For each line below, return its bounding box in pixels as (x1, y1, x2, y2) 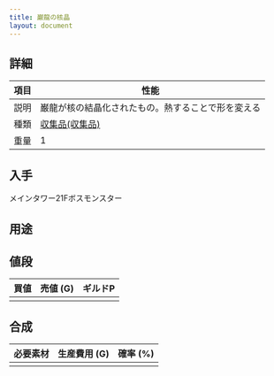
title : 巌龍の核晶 (9, 12, 71, 22)
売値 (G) (40, 282, 74, 295)
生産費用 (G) (57, 348, 110, 360)
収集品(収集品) (40, 119, 101, 131)
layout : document (9, 21, 73, 30)
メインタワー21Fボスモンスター (9, 193, 123, 203)
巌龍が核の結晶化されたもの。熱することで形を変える (40, 102, 262, 114)
